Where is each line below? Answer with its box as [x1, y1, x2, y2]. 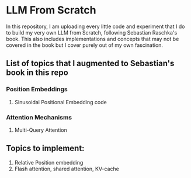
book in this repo [6, 68, 68, 78]
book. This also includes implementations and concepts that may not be [6, 35, 179, 42]
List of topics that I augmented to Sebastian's [6, 59, 175, 69]
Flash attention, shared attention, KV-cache [14, 165, 120, 172]
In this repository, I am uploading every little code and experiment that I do [6, 23, 185, 30]
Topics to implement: [6, 143, 85, 153]
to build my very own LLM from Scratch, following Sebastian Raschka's [6, 29, 178, 36]
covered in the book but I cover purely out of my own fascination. [6, 42, 164, 49]
